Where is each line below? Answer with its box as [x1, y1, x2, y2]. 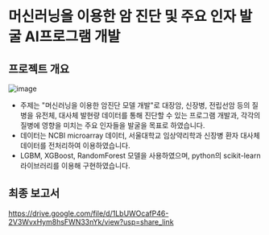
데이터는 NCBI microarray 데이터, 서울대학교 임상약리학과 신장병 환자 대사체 [19, 130, 260, 140]
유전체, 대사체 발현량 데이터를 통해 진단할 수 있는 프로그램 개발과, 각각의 [35, 110, 261, 120]
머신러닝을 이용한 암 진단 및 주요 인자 [8, 7, 236, 26]
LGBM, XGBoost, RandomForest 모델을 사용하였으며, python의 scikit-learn [19, 150, 261, 160]
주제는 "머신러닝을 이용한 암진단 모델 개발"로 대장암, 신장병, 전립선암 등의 [19, 101, 250, 109]
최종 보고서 [8, 187, 60, 200]
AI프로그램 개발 [24, 27, 121, 46]
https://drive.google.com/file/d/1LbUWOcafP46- [8, 208, 169, 218]
